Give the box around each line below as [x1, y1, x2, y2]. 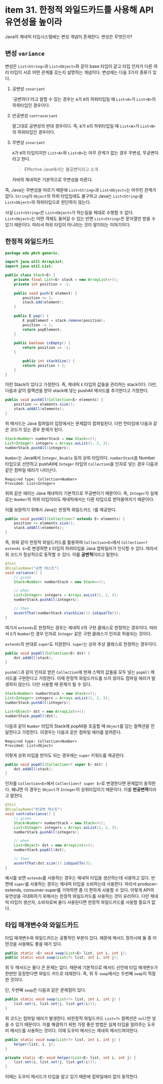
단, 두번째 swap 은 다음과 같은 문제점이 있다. [5, 987, 87, 993]
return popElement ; [22, 327, 62, 332]
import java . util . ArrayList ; [5, 259, 64, 264]
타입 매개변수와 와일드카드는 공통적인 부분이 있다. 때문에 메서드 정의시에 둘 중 [5, 935, 152, 941]
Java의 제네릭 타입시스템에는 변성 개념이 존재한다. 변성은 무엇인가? [5, 34, 132, 39]
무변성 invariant [12, 139, 45, 145]
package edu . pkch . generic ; [5, 251, 60, 256]
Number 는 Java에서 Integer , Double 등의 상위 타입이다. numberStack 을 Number [5, 454, 156, 461]
